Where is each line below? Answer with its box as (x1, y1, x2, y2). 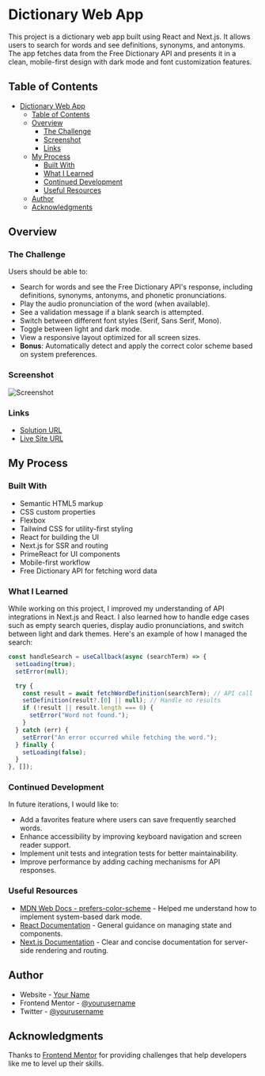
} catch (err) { (15, 726, 69, 734)
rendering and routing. (35, 945, 109, 955)
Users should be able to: (8, 267, 89, 277)
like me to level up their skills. (8, 1059, 104, 1068)
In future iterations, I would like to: (8, 799, 119, 810)
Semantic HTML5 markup (19, 498, 104, 508)
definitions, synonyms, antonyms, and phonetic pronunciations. (19, 291, 227, 301)
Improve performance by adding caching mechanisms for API (19, 857, 221, 867)
